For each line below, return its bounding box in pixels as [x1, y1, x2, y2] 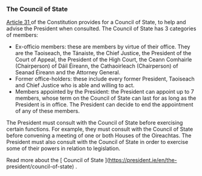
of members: [6, 31, 38, 39]
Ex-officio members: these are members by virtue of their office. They [15, 43, 190, 50]
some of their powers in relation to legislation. [6, 145, 121, 152]
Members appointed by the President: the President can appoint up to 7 [15, 88, 194, 96]
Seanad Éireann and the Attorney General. [15, 69, 121, 76]
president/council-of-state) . [6, 163, 78, 171]
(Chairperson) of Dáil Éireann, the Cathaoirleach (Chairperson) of [15, 62, 178, 70]
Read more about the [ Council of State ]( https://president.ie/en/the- [6, 157, 177, 164]
